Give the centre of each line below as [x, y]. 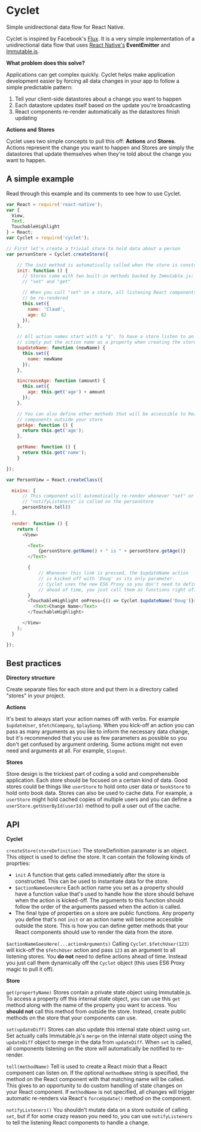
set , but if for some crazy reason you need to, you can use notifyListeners [99, 1116]
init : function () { [42, 271]
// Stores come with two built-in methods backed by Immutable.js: [108, 276]
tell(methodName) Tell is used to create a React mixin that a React [87, 1067]
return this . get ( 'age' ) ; [53, 431]
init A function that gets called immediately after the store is [90, 875]
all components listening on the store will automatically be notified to [91, 1049]
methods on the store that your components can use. [72, 1018]
